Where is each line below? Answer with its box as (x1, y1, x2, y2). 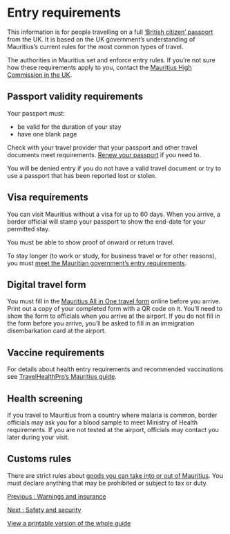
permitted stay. (7, 224, 50, 233)
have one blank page (17, 130, 77, 138)
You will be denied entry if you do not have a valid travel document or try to (7, 164, 222, 172)
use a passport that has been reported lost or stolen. (7, 171, 157, 179)
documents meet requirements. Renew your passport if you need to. (7, 150, 202, 159)
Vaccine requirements (7, 346, 105, 358)
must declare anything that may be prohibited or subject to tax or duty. (7, 479, 209, 487)
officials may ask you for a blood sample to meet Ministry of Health (7, 418, 198, 427)
